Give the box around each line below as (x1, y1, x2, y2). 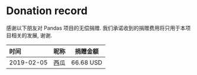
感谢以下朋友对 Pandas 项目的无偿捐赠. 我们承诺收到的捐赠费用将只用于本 (6, 24, 186, 31)
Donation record (6, 4, 88, 18)
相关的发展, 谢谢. (11, 31, 53, 39)
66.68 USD (70, 58, 102, 66)
